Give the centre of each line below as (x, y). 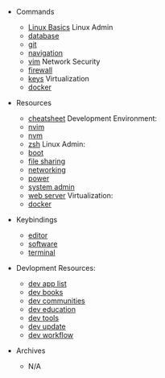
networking (47, 170)
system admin (51, 187)
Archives (31, 351)
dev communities (57, 301)
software (43, 244)
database (43, 36)
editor (38, 235)
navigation (45, 53)
